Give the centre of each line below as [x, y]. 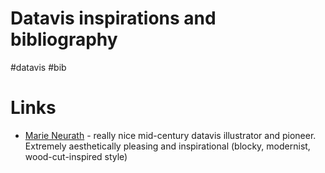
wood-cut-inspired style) [76, 156]
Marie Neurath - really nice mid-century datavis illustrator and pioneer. [170, 135]
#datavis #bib [38, 67]
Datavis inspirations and [113, 18]
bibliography [64, 39]
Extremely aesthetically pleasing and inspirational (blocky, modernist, [167, 146]
